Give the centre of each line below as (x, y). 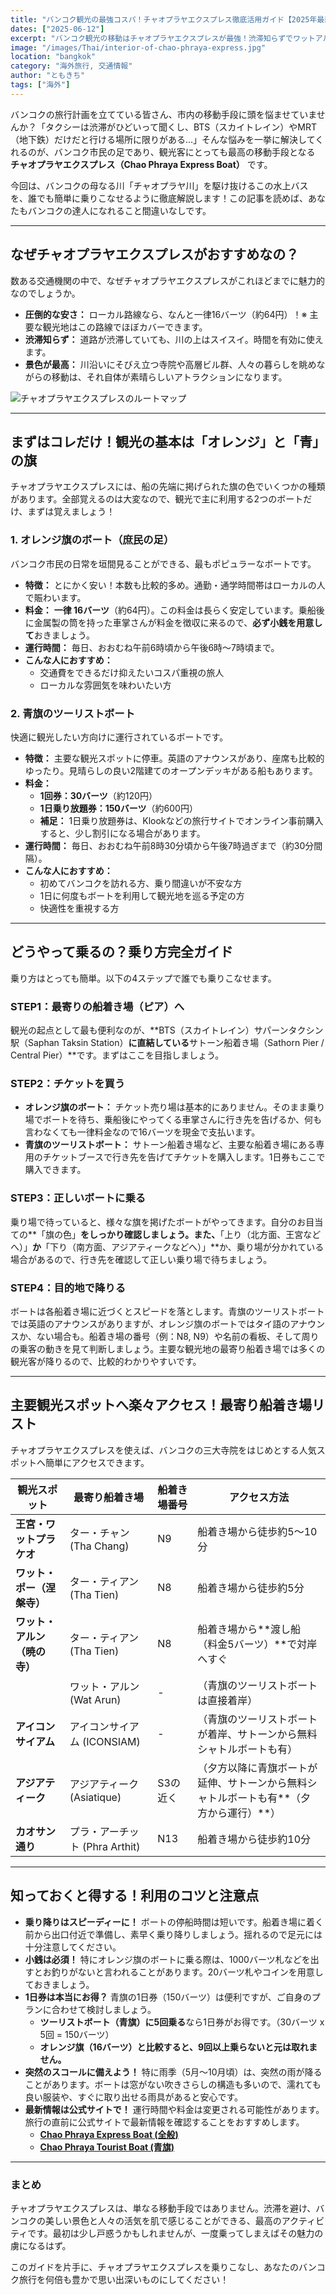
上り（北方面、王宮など (273, 1234)
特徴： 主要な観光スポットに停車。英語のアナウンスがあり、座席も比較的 (174, 758)
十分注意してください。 (73, 1947)
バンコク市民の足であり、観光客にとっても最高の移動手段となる (184, 152)
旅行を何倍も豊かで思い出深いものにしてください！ (124, 2279)
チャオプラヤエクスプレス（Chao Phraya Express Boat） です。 (141, 164)
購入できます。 (55, 1170)
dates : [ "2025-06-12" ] (57, 29)
